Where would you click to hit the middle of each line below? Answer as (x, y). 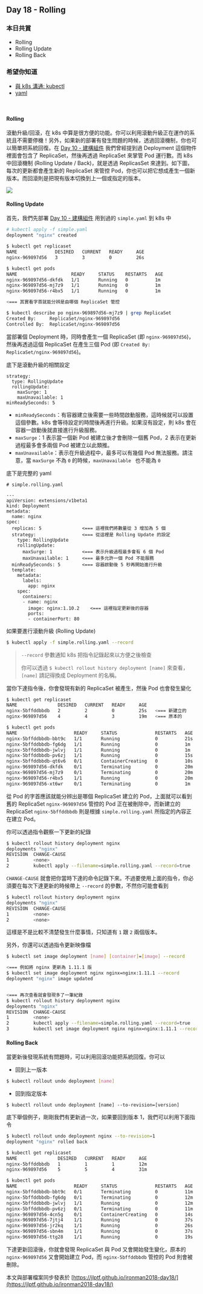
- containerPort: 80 (54, 619)
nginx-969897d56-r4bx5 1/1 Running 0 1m (84, 291)
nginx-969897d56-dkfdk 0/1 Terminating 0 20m (100, 767)
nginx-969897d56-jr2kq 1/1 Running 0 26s (100, 1226)
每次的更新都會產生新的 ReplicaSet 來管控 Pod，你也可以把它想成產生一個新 (101, 171)
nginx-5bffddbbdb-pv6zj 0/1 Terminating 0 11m (100, 1209)
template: (24, 570)
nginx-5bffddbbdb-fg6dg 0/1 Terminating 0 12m (100, 1198)
